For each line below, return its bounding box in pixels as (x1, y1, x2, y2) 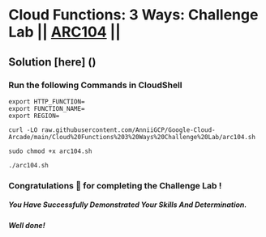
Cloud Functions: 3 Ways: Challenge (8, 6, 259, 24)
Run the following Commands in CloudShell (8, 79, 182, 91)
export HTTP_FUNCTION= (8, 97, 85, 106)
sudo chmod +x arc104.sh (8, 147, 92, 155)
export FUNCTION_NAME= (8, 104, 85, 112)
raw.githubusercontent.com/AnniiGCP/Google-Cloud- (41, 125, 217, 134)
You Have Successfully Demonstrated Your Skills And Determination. (8, 200, 247, 209)
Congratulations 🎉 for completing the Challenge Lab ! (8, 180, 222, 191)
